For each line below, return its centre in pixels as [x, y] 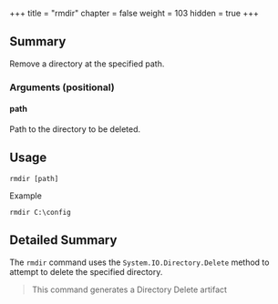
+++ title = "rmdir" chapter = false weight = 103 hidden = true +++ [134, 13]
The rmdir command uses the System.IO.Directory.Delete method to [139, 262]
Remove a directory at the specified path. [87, 64]
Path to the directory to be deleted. [75, 129]
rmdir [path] [34, 178]
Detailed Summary [63, 240]
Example [26, 196]
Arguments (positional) [62, 87]
